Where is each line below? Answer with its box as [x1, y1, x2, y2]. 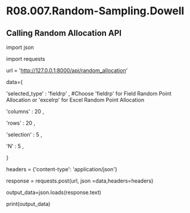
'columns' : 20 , [6, 108, 45, 115]
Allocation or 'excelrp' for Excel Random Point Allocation [6, 97, 145, 103]
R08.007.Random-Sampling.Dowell [6, 4, 185, 18]
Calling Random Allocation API [6, 28, 122, 38]
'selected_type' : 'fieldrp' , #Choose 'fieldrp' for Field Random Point [6, 90, 172, 97]
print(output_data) [6, 200, 51, 207]
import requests [6, 55, 46, 62]
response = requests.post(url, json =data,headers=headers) [6, 177, 154, 184]
